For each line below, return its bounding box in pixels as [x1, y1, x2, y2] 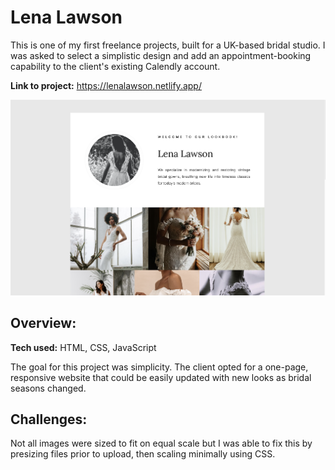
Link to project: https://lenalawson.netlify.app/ [10, 79, 202, 91]
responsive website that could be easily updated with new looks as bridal [10, 371, 312, 383]
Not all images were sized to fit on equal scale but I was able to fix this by [10, 437, 313, 450]
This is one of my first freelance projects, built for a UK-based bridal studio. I [10, 39, 326, 51]
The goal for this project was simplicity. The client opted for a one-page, [10, 361, 309, 373]
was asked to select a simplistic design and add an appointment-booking [10, 49, 312, 61]
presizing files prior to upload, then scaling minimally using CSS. [10, 448, 276, 460]
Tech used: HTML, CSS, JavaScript [10, 341, 157, 353]
